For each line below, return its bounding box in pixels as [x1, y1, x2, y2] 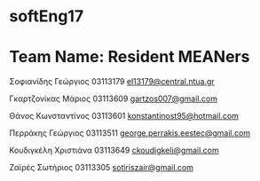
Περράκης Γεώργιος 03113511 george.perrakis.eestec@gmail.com [9, 128, 251, 138]
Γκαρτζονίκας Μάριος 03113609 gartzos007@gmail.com [9, 93, 217, 104]
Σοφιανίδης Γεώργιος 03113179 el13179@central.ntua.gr [9, 76, 215, 87]
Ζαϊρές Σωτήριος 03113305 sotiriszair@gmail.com [9, 162, 193, 173]
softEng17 [9, 6, 84, 27]
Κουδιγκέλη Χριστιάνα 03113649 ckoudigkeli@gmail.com [9, 145, 219, 156]
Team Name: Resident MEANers [9, 47, 250, 67]
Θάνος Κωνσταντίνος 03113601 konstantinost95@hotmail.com [9, 111, 240, 122]
